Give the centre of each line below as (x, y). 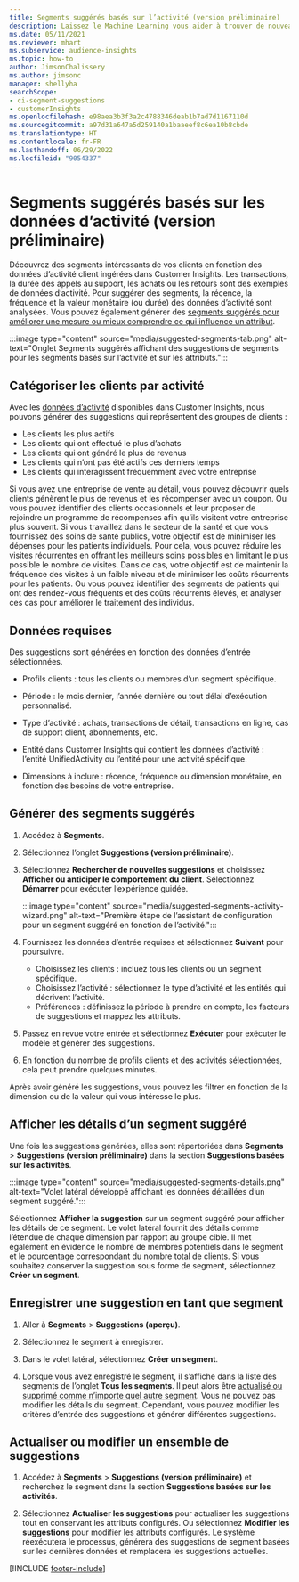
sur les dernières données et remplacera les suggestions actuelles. (145, 1552)
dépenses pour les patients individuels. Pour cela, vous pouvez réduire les (145, 546)
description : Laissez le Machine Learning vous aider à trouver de (137, 26)
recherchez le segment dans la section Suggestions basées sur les (146, 1487)
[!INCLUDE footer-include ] (57, 1569)
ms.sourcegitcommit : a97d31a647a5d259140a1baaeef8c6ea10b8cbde (129, 126)
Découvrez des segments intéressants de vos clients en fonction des (136, 265)
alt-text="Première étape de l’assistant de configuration (171, 915)
